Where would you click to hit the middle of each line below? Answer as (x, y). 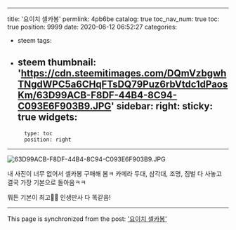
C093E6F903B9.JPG (64, 106)
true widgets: (47, 117)
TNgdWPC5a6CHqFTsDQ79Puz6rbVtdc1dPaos (123, 84)
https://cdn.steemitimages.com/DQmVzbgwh (124, 73)
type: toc (38, 133)
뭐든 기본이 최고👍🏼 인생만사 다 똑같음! (59, 197)
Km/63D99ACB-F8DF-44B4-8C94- (97, 95)
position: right (48, 140)
